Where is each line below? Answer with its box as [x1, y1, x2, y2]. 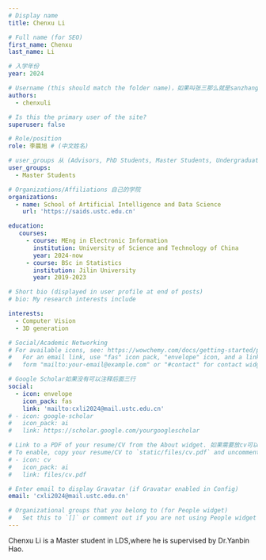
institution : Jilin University [32, 267, 136, 274]
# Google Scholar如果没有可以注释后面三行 [8, 375, 136, 383]
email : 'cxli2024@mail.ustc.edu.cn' [8, 493, 129, 501]
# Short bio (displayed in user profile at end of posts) [8, 288, 203, 296]
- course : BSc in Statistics [25, 259, 123, 267]
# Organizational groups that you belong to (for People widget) [8, 507, 228, 515]
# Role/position [8, 135, 62, 143]
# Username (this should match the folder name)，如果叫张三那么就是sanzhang [8, 84, 259, 92]
